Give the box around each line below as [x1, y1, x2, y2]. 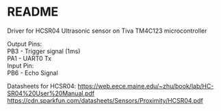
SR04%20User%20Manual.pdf [7, 89, 95, 97]
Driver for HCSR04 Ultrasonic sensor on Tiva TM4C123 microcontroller [7, 27, 207, 35]
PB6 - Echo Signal [7, 69, 58, 77]
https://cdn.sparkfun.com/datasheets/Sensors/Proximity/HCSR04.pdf [7, 96, 203, 104]
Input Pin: [7, 61, 34, 69]
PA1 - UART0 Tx [7, 54, 52, 62]
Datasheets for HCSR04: [7, 82, 77, 90]
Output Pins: [7, 39, 42, 48]
